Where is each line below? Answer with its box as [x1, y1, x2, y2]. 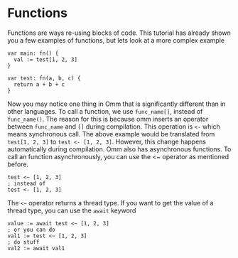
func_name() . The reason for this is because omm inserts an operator [7, 114, 209, 123]
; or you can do [7, 226, 55, 233]
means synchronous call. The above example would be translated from [7, 129, 215, 138]
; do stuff [7, 238, 40, 246]
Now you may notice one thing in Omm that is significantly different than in [7, 100, 226, 108]
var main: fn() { [7, 50, 59, 57]
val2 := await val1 [7, 244, 65, 252]
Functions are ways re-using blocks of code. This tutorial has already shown [7, 28, 231, 37]
